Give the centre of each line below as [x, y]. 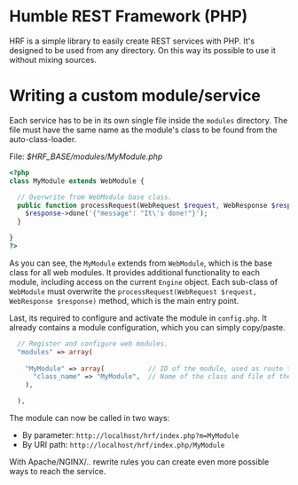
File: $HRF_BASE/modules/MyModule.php [86, 156]
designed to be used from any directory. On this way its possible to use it [143, 50]
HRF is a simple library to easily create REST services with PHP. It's [132, 41]
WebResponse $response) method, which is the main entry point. [124, 300]
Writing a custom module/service [135, 96]
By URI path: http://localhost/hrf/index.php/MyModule [123, 445]
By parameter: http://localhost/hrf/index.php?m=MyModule [130, 435]
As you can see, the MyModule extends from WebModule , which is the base [141, 263]
